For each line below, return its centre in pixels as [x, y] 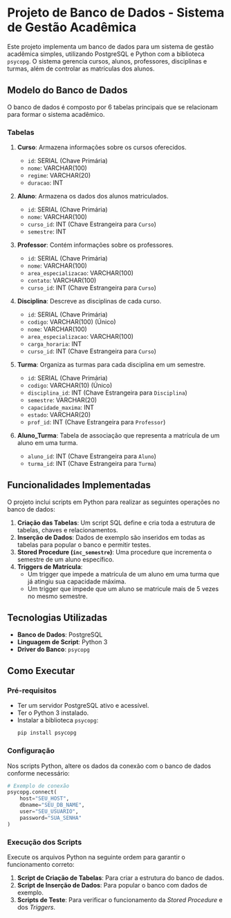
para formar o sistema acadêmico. [56, 114]
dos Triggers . [36, 907]
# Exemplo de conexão [38, 786]
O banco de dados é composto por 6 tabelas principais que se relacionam [113, 107]
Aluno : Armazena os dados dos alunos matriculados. [93, 196]
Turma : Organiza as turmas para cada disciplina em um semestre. [111, 365]
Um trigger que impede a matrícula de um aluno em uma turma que [123, 574]
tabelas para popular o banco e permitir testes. [84, 545]
